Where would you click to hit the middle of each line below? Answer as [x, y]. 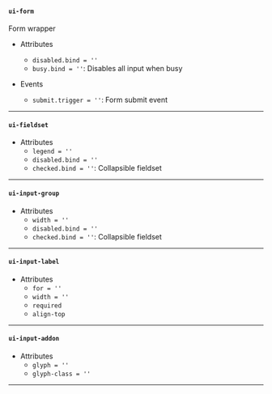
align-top [49, 314]
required [47, 305]
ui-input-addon [34, 339]
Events [32, 84]
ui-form [21, 11]
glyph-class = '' [62, 374]
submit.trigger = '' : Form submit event [100, 100]
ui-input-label [34, 262]
